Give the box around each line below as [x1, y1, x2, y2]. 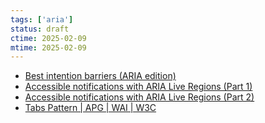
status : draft [10, 24, 70, 34]
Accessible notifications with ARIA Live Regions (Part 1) [24, 81, 253, 93]
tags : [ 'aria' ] [10, 14, 74, 25]
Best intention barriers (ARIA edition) [24, 70, 177, 82]
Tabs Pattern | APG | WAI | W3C [24, 102, 157, 114]
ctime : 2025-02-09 [10, 33, 87, 43]
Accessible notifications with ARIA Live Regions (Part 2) [24, 91, 255, 103]
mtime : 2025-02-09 [10, 42, 87, 53]
